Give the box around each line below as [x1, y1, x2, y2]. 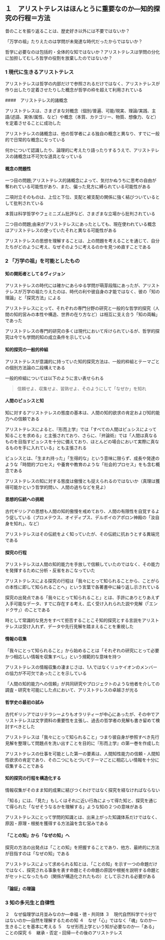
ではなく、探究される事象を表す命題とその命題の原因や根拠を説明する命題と [5, 867, 160, 873]
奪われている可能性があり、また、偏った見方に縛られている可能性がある [5, 184, 151, 190]
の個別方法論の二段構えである [5, 364, 65, 371]
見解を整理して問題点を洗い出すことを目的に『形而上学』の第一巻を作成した [5, 740, 160, 746]
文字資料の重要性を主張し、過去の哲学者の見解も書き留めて [35, 717, 156, 723]
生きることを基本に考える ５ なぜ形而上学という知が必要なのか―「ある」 [5, 923, 157, 929]
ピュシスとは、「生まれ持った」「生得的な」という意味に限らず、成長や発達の [5, 455, 160, 461]
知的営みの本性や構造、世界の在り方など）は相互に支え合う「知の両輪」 [13, 312, 160, 317]
